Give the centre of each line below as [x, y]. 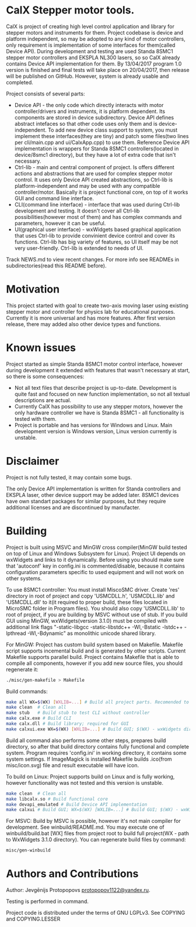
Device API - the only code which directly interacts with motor [89, 105]
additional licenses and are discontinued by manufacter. [73, 507]
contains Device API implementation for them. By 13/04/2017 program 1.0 [94, 63]
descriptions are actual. [43, 400]
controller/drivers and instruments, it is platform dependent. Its [90, 111]
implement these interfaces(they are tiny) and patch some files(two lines [101, 136]
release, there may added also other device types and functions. [84, 324]
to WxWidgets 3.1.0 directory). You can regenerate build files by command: [96, 840]
